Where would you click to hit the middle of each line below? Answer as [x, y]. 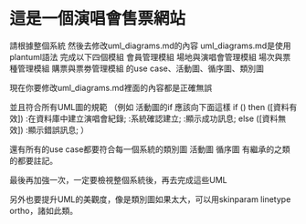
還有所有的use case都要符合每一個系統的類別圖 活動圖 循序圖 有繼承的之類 [150, 149]
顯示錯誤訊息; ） [58, 129]
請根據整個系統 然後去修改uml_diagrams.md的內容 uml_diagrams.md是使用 [150, 46]
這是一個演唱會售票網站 [98, 19]
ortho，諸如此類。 [44, 210]
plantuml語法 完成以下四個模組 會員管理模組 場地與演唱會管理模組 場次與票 [150, 56]
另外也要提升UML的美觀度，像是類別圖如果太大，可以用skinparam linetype [150, 199]
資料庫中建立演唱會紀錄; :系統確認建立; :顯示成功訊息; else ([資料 [157, 118]
